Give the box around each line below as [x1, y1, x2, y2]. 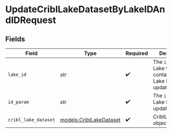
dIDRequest [5, 14, 56, 26]
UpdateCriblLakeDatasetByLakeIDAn [5, 4, 165, 15]
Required [125, 50, 148, 57]
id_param [8, 99, 29, 105]
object [153, 120, 168, 126]
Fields [5, 35, 26, 43]
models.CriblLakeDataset [60, 116, 121, 123]
